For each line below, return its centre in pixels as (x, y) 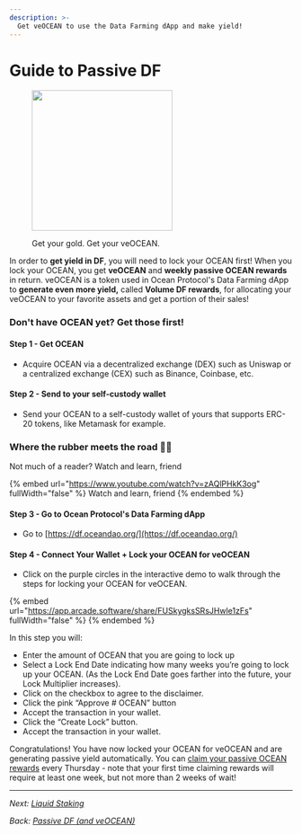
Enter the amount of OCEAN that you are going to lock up (129, 655)
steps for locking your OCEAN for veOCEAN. (105, 584)
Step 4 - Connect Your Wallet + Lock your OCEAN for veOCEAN (129, 555)
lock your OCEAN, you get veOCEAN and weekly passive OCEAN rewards (148, 271)
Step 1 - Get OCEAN (46, 343)
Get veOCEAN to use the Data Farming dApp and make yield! (130, 26)
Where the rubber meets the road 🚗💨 (91, 447)
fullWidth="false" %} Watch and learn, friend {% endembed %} (127, 493)
